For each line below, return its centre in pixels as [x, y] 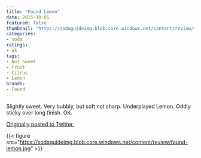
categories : [21, 34]
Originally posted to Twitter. [40, 124]
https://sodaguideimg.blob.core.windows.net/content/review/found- [104, 142]
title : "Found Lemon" [33, 12]
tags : [13, 56]
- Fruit [16, 67]
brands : [16, 84]
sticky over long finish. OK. [39, 112]
